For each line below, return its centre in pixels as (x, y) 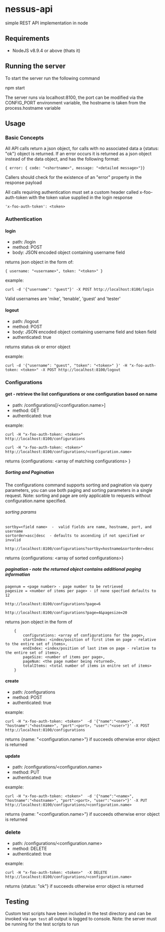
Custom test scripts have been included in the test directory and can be (78, 914)
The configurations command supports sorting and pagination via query (79, 485)
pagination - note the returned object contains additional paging (73, 569)
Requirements (27, 39)
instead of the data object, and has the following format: (62, 159)
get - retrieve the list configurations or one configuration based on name (81, 394)
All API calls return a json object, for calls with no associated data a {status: (82, 149)
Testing (17, 901)
